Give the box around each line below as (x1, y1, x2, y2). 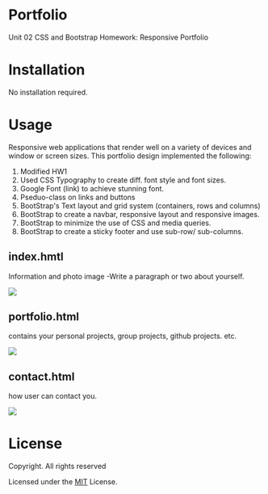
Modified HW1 (19, 166, 67, 176)
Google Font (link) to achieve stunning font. (19, 183, 164, 193)
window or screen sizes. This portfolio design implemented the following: (8, 151, 252, 161)
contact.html (8, 370, 75, 383)
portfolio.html (8, 310, 79, 324)
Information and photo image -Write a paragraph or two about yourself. (8, 271, 245, 281)
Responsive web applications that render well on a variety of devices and (8, 142, 252, 152)
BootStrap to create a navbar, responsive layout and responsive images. (19, 209, 260, 219)
